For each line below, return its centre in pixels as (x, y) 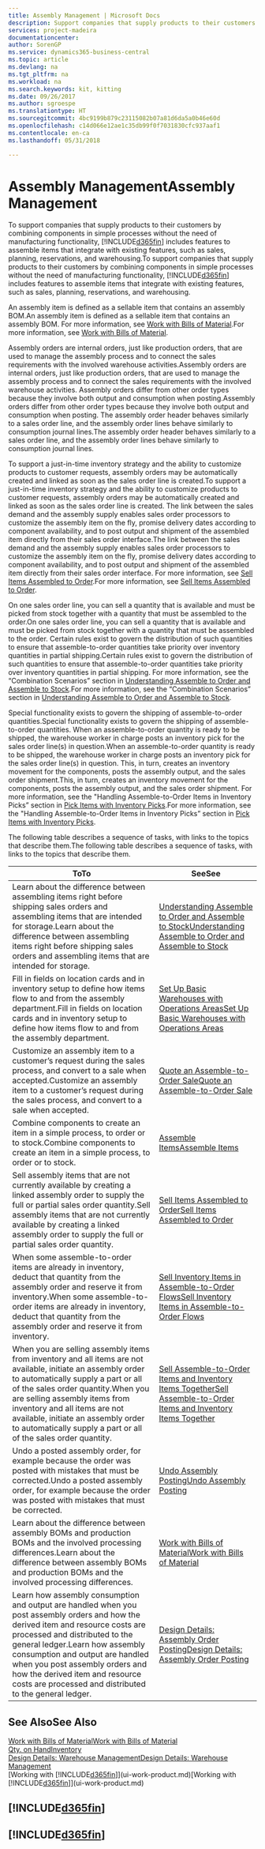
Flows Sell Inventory (195, 1297)
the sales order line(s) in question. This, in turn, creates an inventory (119, 763)
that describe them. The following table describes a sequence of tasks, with (131, 845)
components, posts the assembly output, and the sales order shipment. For (130, 789)
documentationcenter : (44, 38)
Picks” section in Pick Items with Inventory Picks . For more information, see (130, 805)
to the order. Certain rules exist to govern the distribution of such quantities (131, 639)
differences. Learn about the (64, 1553)
